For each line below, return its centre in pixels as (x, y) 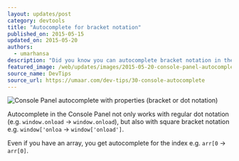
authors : (20, 47)
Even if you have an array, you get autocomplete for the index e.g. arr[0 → (117, 143)
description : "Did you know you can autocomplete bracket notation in (114, 61)
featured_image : (31, 67)
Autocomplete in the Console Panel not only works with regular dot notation (118, 114)
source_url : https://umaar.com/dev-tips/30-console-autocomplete (106, 80)
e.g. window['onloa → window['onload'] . (66, 130)
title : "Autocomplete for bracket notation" (74, 27)
